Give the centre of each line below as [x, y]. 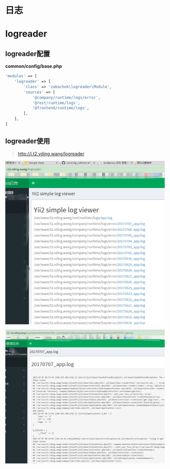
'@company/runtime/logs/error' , [66, 97]
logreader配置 [28, 54]
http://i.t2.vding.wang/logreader [51, 154]
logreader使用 [28, 141]
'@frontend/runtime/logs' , [61, 108]
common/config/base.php [34, 66]
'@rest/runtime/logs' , [56, 103]
